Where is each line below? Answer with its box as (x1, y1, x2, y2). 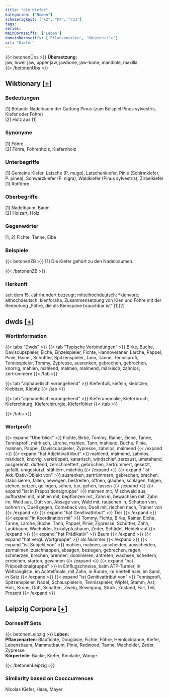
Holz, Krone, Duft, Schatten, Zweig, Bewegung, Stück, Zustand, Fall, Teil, (5, 585, 156, 591)
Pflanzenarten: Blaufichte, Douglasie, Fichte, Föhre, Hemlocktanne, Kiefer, (5, 636, 160, 643)
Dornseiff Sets (5, 619, 41, 626)
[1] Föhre (5, 141, 24, 147)
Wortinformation (5, 332, 47, 339)
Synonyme (5, 129, 33, 136)
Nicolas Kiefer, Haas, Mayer (5, 686, 63, 692)
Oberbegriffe (5, 193, 38, 200)
